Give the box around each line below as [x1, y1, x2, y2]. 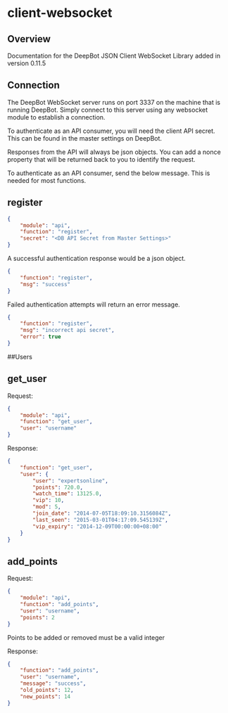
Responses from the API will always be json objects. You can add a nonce [7, 148, 222, 156]
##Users [7, 352, 33, 361]
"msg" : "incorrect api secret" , [20, 327, 115, 334]
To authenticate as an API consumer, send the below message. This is [7, 169, 210, 177]
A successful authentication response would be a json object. [7, 255, 186, 262]
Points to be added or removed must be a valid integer [7, 633, 165, 641]
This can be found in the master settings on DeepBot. [7, 134, 163, 142]
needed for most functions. [7, 176, 87, 184]
